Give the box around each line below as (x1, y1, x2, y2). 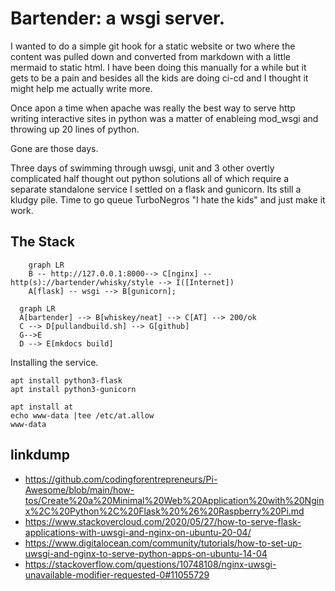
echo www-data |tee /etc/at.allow (10, 410, 155, 421)
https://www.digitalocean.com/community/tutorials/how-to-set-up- (24, 537, 303, 549)
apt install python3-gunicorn (10, 384, 137, 394)
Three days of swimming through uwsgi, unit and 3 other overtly (10, 162, 275, 174)
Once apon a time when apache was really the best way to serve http (10, 102, 296, 114)
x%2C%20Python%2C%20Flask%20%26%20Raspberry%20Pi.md (24, 505, 305, 517)
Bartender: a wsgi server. (10, 7, 225, 30)
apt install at (10, 402, 74, 412)
